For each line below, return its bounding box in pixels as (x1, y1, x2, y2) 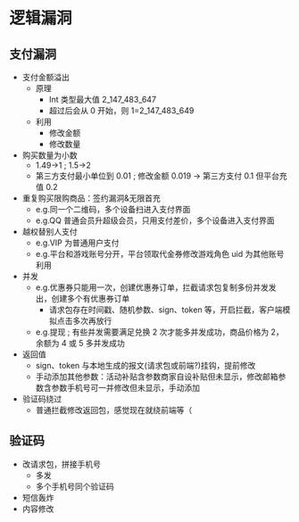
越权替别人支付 (21, 227, 78, 236)
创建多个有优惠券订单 (51, 294, 130, 303)
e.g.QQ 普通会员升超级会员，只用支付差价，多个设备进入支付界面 (35, 215, 275, 226)
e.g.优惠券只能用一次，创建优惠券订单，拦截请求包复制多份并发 (35, 282, 270, 293)
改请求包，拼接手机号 (21, 459, 101, 469)
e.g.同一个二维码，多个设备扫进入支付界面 (35, 204, 191, 214)
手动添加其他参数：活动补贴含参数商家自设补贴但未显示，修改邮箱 (35, 371, 278, 382)
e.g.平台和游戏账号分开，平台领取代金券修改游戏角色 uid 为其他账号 (35, 249, 285, 259)
